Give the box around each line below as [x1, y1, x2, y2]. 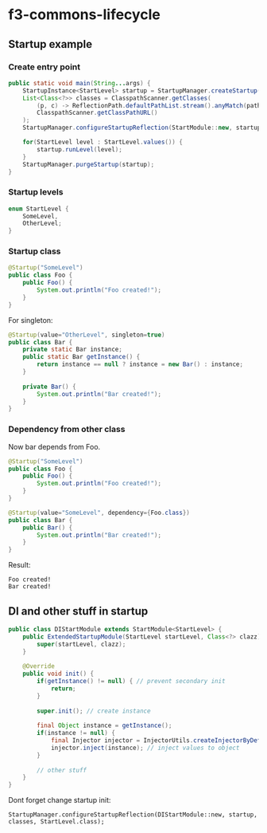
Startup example [8, 37, 93, 51]
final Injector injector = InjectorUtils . [50, 737, 194, 745]
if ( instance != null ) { [37, 729, 115, 737]
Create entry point [8, 61, 81, 73]
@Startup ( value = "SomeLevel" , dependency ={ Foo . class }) [8, 509, 191, 517]
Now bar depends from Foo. [8, 442, 101, 451]
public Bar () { [22, 524, 73, 532]
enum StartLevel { [8, 205, 69, 213]
